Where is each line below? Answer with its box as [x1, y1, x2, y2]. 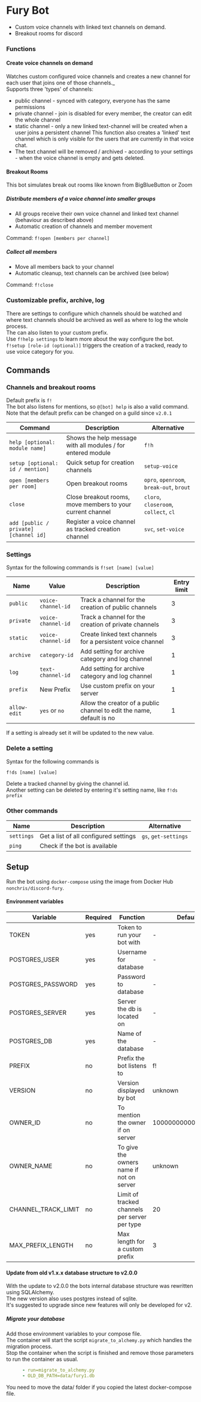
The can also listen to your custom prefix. [6, 329, 109, 336]
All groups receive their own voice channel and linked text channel [14, 210, 179, 217]
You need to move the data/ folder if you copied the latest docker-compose [6, 1383, 192, 1391]
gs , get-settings [141, 832, 188, 841]
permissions [14, 104, 45, 111]
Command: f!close [6, 281, 54, 288]
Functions [6, 44, 36, 53]
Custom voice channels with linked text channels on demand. [14, 23, 166, 31]
